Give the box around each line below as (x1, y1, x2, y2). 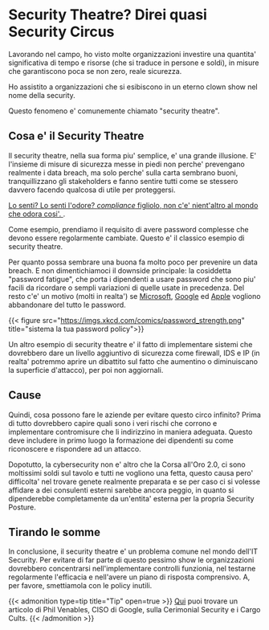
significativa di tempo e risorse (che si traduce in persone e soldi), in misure (8, 58, 259, 67)
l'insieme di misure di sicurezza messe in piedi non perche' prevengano (8, 159, 245, 169)
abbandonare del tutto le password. (8, 300, 126, 309)
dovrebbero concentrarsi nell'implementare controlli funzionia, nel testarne (8, 564, 256, 574)
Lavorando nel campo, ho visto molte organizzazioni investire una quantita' (8, 49, 257, 59)
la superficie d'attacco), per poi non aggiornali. (8, 365, 164, 374)
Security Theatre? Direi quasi (8, 6, 207, 24)
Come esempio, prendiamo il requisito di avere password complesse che (8, 224, 249, 234)
